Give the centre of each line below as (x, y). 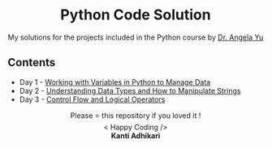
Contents (32, 63)
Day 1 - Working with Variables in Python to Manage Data (115, 82)
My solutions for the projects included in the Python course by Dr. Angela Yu (136, 37)
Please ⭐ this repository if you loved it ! (136, 115)
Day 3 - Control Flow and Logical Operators (92, 99)
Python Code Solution (136, 15)
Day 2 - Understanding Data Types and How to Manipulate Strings (130, 90)
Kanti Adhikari (136, 136)
